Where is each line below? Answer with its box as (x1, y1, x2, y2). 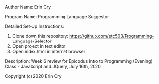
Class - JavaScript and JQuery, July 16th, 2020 (5, 64, 101, 69)
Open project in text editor (12, 43, 66, 49)
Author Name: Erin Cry (5, 4, 51, 10)
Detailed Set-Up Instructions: (5, 23, 64, 29)
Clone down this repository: (12, 33, 69, 39)
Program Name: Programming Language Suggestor (5, 14, 109, 19)
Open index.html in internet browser (12, 49, 85, 54)
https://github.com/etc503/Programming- (69, 33, 154, 39)
